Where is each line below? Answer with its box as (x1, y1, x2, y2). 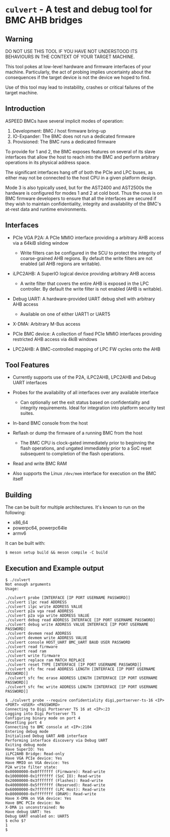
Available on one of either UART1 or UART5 (20, 311, 111, 317)
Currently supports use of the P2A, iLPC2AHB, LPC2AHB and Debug (12, 374, 156, 380)
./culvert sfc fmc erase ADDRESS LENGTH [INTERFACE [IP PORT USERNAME (5, 675, 158, 681)
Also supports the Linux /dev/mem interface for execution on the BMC (12, 470, 156, 477)
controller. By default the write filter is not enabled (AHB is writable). (20, 285, 163, 292)
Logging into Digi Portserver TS (5, 711, 76, 717)
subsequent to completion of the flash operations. (20, 451, 125, 457)
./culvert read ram (5, 649, 47, 654)
